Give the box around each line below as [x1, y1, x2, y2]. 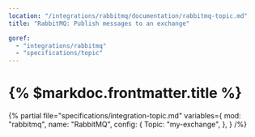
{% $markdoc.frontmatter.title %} [8, 84, 243, 102]
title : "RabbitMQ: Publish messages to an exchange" [8, 19, 190, 28]
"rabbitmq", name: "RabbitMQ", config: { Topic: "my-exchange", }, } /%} [8, 119, 247, 130]
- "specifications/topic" [15, 49, 104, 58]
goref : [8, 34, 31, 42]
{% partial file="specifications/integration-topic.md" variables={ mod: [8, 111, 241, 121]
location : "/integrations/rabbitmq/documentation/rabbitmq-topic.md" [8, 11, 249, 20]
